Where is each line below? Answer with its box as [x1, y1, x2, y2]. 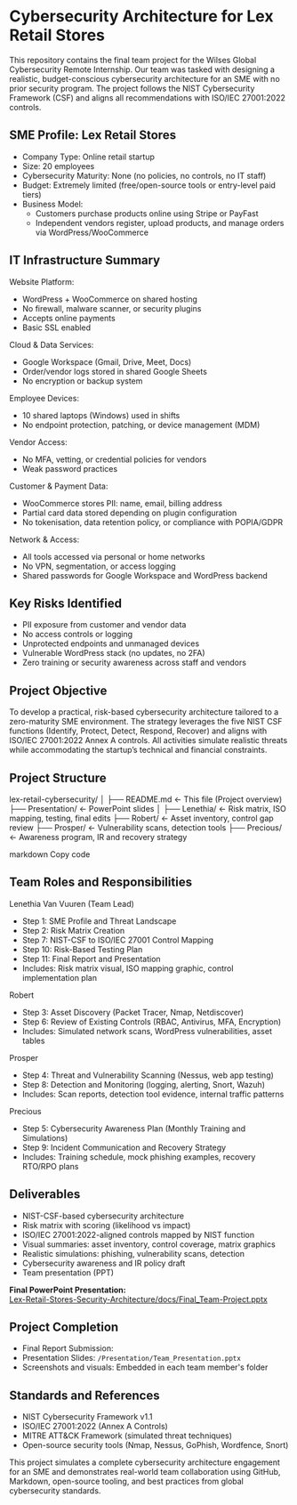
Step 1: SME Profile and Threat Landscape [21, 915, 177, 926]
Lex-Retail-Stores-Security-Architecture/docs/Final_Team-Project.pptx [9, 1293, 269, 1305]
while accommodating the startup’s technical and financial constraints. [9, 745, 268, 756]
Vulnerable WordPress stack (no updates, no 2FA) [21, 648, 206, 659]
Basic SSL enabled [21, 322, 92, 333]
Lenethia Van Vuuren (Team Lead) [9, 898, 135, 909]
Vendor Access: [9, 436, 68, 447]
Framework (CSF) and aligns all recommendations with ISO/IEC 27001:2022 [9, 92, 286, 103]
